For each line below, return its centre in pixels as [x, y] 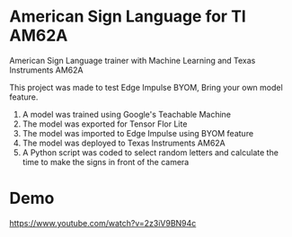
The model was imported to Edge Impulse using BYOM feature [138, 133]
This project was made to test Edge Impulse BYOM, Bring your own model [146, 87]
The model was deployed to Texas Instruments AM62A [124, 143]
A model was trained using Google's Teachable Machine [127, 114]
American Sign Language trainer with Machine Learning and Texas [133, 60]
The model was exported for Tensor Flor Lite [105, 124]
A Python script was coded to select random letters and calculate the [150, 152]
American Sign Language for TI [128, 17]
